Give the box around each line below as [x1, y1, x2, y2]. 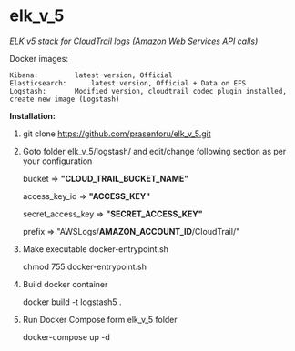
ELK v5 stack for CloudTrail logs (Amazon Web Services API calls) [9, 35, 259, 46]
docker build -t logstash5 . [22, 296, 122, 307]
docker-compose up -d [22, 331, 111, 342]
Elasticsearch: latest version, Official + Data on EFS [9, 78, 247, 87]
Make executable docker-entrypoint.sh [22, 243, 168, 255]
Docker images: [9, 53, 68, 64]
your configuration [22, 155, 93, 166]
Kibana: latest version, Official [9, 70, 173, 80]
